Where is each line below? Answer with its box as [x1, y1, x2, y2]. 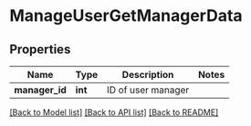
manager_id [14, 83, 67, 96]
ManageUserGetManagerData [9, 5, 244, 26]
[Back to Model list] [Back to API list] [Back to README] [9, 107, 219, 118]
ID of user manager [106, 83, 190, 96]
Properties [9, 42, 71, 57]
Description [121, 69, 174, 81]
